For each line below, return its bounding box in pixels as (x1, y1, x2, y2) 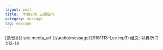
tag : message (5, 21, 32, 26)
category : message (5, 16, 43, 21)
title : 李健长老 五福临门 (5, 12, 54, 17)
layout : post (5, 7, 32, 12)
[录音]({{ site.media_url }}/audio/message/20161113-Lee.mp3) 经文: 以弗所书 (5, 35, 159, 41)
